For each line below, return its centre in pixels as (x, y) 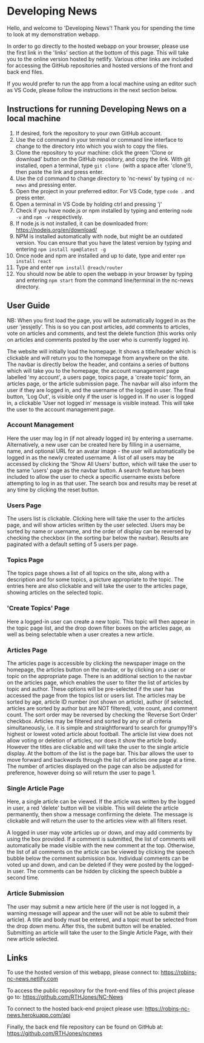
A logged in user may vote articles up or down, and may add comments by (100, 833)
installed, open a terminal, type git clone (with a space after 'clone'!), (104, 165)
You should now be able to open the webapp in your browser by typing (104, 273)
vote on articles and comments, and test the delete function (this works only (102, 333)
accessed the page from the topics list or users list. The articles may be (96, 696)
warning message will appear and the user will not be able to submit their (98, 913)
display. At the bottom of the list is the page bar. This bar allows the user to (100, 753)
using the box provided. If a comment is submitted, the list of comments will (101, 839)
